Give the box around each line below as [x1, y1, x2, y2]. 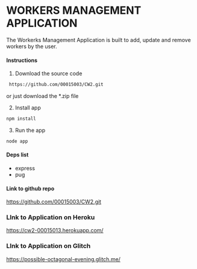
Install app [14, 104, 41, 111]
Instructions [6, 57, 38, 64]
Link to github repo [6, 185, 55, 192]
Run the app [14, 126, 46, 134]
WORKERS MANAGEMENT [6, 4, 142, 17]
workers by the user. [6, 43, 57, 50]
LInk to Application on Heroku [6, 213, 95, 221]
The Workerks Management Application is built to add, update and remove [6, 36, 191, 43]
